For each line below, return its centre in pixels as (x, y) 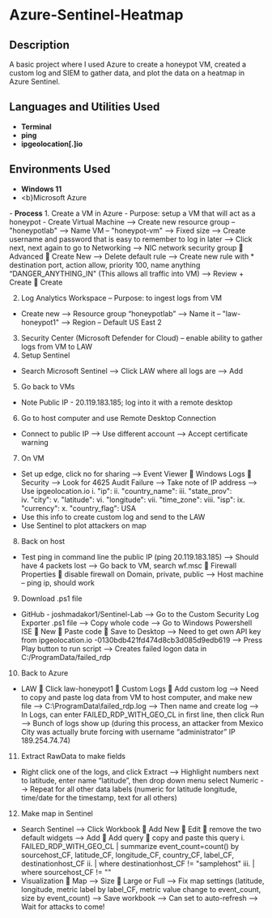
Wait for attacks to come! (63, 907)
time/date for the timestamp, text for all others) (99, 797)
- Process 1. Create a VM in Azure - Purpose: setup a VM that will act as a (132, 213)
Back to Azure (45, 673)
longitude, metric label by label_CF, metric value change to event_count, (141, 889)
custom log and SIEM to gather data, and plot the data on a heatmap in (127, 73)
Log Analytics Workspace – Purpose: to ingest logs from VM (121, 298)
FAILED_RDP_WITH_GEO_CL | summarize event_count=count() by (130, 846)
